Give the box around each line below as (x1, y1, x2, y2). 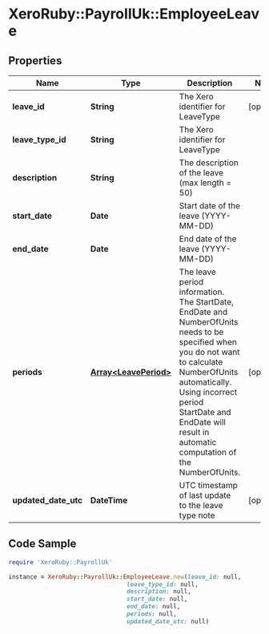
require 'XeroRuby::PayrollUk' (8, 558, 113, 566)
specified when (179, 337, 238, 347)
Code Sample (8, 537, 77, 551)
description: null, (126, 588, 192, 596)
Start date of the (179, 200, 241, 211)
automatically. (179, 377, 232, 387)
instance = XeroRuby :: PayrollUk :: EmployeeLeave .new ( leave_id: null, (8, 572, 242, 581)
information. (179, 286, 225, 297)
